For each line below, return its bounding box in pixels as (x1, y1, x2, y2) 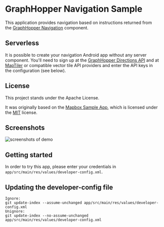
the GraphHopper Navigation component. (5, 24, 89, 30)
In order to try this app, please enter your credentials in (5, 164, 117, 170)
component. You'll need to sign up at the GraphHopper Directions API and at (5, 57, 159, 63)
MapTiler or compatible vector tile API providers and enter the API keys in (5, 62, 153, 68)
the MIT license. (5, 109, 38, 115)
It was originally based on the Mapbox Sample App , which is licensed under (5, 104, 158, 110)
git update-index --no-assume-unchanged (5, 213, 89, 218)
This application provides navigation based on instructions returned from (5, 20, 152, 25)
